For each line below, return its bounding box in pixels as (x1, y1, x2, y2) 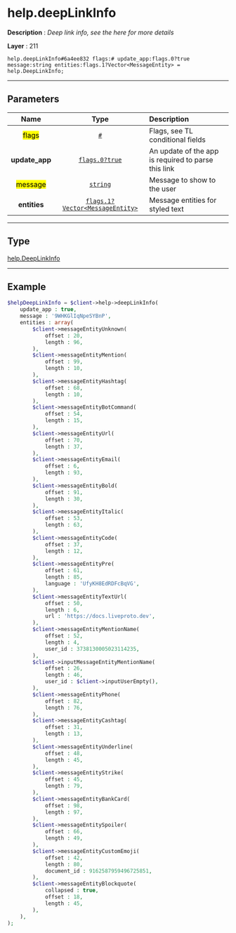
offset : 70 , (44, 437, 83, 444)
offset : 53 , (44, 515, 83, 522)
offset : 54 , (44, 411, 83, 418)
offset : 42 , (44, 854, 83, 861)
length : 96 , (44, 338, 83, 345)
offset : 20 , (44, 332, 83, 339)
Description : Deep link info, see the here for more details (7, 28, 174, 37)
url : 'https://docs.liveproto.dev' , (44, 613, 156, 620)
